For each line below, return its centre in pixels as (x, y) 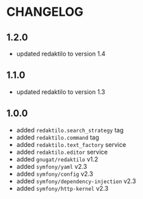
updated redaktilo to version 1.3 (61, 92)
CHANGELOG (45, 12)
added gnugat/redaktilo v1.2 (57, 159)
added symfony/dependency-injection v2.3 (76, 181)
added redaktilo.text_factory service (71, 144)
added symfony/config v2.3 (55, 174)
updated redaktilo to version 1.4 (61, 54)
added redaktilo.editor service (62, 152)
